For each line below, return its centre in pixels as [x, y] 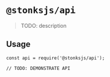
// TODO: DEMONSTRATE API [38, 68]
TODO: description [44, 25]
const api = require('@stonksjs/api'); [56, 58]
